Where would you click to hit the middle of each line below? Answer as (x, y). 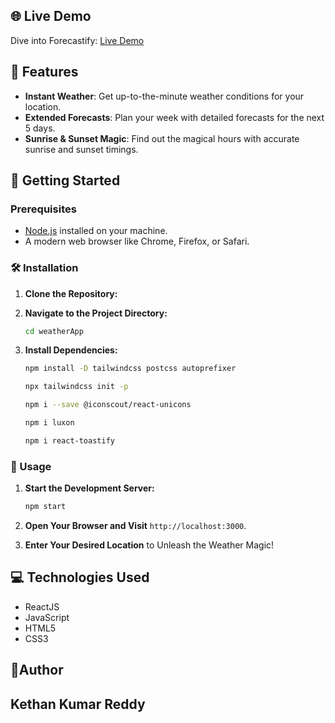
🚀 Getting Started (65, 180)
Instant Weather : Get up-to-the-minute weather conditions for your (164, 96)
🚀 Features (44, 72)
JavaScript (47, 617)
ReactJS (42, 606)
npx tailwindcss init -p (76, 387)
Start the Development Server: (89, 488)
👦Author (37, 670)
